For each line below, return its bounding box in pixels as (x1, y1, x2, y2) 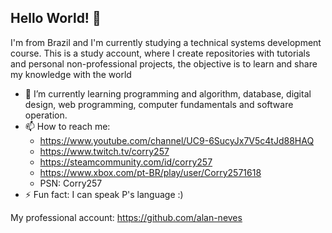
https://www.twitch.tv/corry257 (39, 145, 170, 157)
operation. (24, 109, 68, 121)
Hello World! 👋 (10, 10, 102, 27)
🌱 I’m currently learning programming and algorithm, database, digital (24, 87, 312, 100)
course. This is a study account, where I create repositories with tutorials (10, 47, 311, 59)
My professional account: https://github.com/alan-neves (10, 211, 243, 223)
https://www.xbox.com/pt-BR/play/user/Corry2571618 (39, 166, 262, 178)
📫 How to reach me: (24, 120, 111, 132)
